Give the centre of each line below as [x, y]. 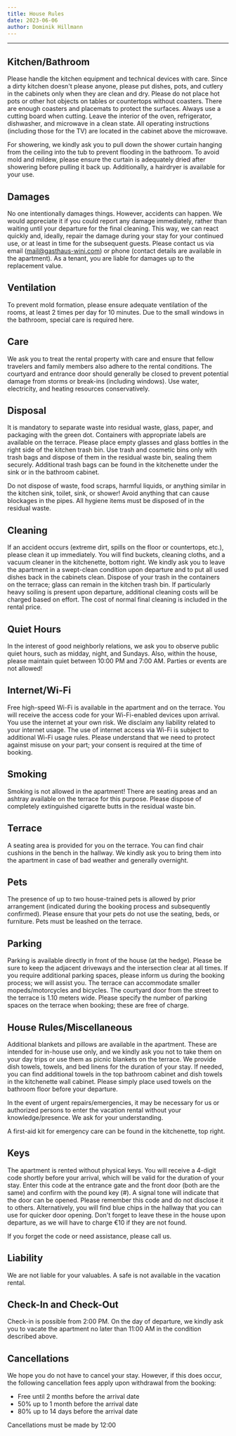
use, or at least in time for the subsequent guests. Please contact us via [111, 243]
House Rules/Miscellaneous [70, 1027]
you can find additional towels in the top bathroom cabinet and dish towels [115, 1074]
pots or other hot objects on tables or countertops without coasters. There [115, 101]
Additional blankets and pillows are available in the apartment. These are [112, 1044]
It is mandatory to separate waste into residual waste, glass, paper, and [110, 427]
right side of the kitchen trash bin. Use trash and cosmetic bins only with [112, 450]
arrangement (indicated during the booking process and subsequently [109, 906]
